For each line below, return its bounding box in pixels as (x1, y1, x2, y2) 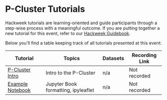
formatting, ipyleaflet (45, 87, 94, 94)
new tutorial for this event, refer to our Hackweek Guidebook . (5, 30, 131, 36)
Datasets (102, 54, 124, 61)
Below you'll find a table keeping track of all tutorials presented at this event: (5, 40, 162, 46)
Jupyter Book (45, 80, 77, 87)
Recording (131, 51, 157, 58)
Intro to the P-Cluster (45, 69, 96, 76)
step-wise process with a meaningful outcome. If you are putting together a (5, 25, 160, 31)
